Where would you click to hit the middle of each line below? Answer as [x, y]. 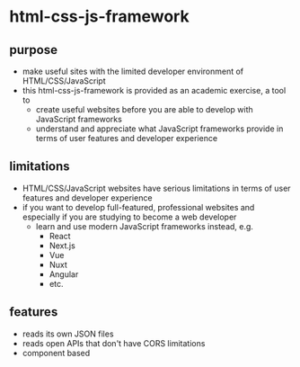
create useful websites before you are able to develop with [144, 109]
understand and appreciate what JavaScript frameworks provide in [159, 129]
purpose [34, 50]
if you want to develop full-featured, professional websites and [138, 207]
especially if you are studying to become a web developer [129, 217]
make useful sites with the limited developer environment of [133, 71]
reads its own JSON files [68, 334]
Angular [64, 274]
